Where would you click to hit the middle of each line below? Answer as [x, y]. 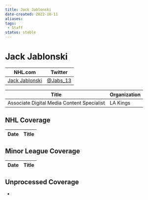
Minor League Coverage [43, 151]
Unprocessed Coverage [42, 182]
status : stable [21, 32]
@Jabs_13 [59, 80]
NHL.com [25, 72]
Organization [125, 95]
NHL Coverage [28, 120]
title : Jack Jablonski [28, 10]
